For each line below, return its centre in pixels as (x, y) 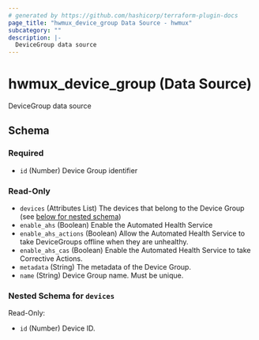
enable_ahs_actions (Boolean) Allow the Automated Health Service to (132, 233)
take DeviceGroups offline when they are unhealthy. (104, 242)
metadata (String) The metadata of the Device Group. (105, 267)
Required (26, 153)
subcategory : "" (35, 30)
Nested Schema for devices (62, 296)
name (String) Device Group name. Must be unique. (101, 276)
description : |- (35, 38)
